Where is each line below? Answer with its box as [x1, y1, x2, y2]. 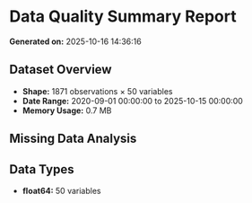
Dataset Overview [9, 62, 112, 77]
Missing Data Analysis [9, 131, 137, 146]
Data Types [9, 162, 74, 177]
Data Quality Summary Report [9, 6, 237, 27]
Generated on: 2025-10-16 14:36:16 [9, 36, 142, 47]
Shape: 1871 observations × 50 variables [22, 85, 173, 96]
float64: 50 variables [22, 185, 101, 196]
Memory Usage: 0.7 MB [22, 105, 112, 116]
